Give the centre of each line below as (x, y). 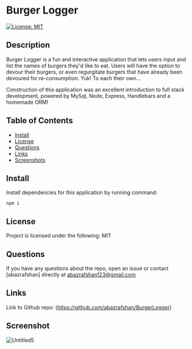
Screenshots (30, 160)
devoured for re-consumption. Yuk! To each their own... (74, 78)
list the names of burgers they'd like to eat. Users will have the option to (93, 65)
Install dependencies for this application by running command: (82, 193)
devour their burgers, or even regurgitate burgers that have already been (94, 72)
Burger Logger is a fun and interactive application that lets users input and (96, 59)
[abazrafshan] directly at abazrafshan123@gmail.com (71, 274)
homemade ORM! (27, 102)
